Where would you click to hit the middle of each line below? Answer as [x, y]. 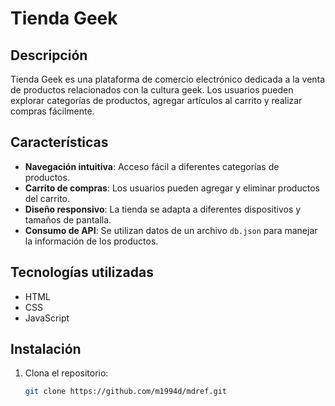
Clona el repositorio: [66, 373]
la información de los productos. [91, 241]
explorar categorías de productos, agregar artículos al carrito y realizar [156, 100]
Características [59, 142]
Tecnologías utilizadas [82, 272]
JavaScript [47, 318]
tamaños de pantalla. [68, 219]
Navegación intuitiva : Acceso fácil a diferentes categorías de [152, 166]
